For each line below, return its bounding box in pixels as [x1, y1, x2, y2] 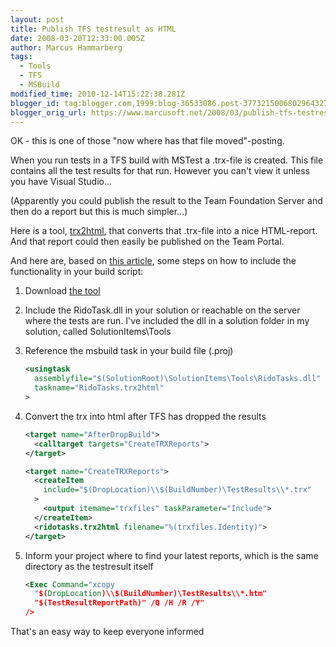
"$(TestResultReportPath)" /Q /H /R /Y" [34, 598, 205, 608]
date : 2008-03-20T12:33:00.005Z [10, 33, 145, 43]
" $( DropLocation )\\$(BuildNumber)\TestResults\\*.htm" [34, 589, 268, 599]
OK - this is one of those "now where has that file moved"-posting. [10, 135, 285, 147]
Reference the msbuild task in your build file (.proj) [24, 345, 234, 357]
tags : [10, 52, 33, 62]
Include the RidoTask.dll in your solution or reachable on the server [24, 304, 301, 316]
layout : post [10, 14, 65, 25]
